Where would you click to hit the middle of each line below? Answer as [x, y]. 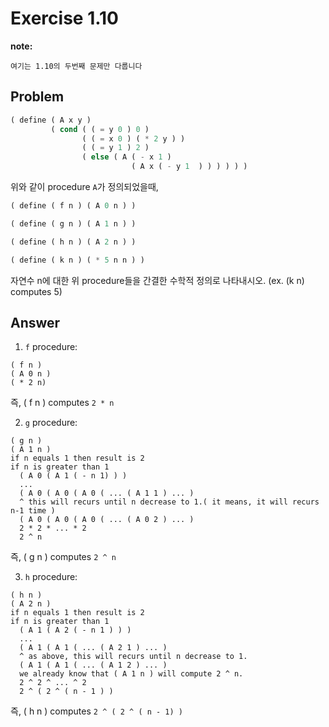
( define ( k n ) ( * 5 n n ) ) [77, 260]
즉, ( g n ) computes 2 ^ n [63, 557]
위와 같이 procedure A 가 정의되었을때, [84, 186]
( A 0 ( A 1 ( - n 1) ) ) [73, 476]
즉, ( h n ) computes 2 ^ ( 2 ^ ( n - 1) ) [96, 711]
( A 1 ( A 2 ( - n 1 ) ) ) [75, 630]
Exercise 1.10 [64, 18]
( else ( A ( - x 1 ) [126, 157]
